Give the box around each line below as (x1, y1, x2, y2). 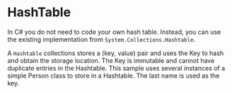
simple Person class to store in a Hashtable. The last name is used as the (7, 71, 220, 80)
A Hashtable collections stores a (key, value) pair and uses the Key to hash (7, 49, 224, 57)
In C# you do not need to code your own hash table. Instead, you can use (7, 28, 221, 36)
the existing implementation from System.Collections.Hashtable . (7, 35, 196, 43)
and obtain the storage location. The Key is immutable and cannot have (7, 56, 215, 64)
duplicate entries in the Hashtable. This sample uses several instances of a (7, 64, 226, 72)
